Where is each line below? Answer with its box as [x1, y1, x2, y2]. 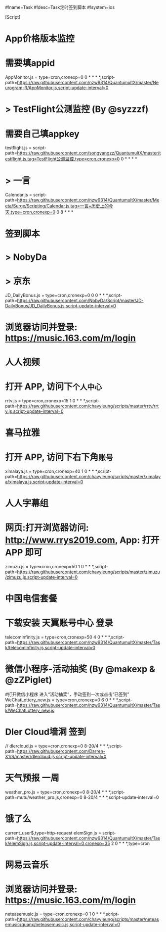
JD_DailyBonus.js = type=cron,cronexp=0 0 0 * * [5, 292, 105, 298]
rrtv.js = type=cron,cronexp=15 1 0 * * [5, 397, 83, 403]
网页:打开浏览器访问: [5, 522, 89, 534]
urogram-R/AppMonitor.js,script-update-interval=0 [5, 85, 109, 91]
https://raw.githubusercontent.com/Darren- [17, 748, 105, 754]
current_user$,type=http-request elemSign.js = [5, 830, 101, 835]
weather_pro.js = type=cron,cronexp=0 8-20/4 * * [5, 789, 108, 795]
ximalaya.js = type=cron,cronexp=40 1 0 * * [5, 468, 94, 474]
